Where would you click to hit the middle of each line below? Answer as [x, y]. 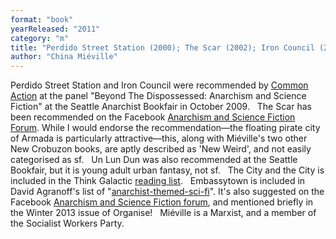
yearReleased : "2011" [55, 29]
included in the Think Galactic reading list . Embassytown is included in [158, 181]
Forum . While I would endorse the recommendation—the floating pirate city [165, 128]
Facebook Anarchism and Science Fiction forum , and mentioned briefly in [162, 202]
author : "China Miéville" [64, 57]
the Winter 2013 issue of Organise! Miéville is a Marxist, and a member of [163, 213]
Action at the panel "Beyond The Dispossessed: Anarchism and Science [158, 96]
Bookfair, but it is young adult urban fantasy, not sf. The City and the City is [167, 170]
